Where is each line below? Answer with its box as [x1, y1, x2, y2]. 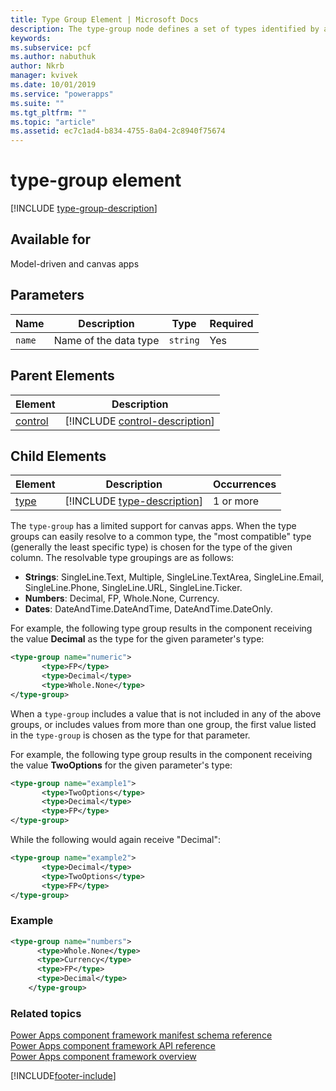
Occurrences [212, 477, 277, 491]
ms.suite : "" [10, 98, 65, 108]
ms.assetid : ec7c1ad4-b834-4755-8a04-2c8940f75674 [10, 126, 226, 136]
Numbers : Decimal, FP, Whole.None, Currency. [24, 592, 220, 605]
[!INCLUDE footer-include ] [10, 1070, 117, 1082]
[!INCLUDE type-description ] [64, 494, 203, 508]
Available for [10, 231, 92, 248]
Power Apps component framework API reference [10, 1040, 216, 1052]
